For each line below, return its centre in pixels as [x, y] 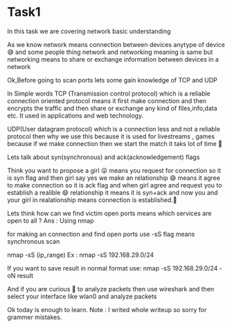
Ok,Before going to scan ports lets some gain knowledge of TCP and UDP [113, 80]
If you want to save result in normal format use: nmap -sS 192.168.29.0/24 [113, 268]
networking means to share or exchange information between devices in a [113, 59]
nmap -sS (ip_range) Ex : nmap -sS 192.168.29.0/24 [81, 255]
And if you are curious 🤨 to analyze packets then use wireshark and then [111, 289]
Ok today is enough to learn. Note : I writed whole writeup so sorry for [107, 309]
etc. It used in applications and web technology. [75, 116]
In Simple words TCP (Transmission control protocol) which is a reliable [109, 93]
